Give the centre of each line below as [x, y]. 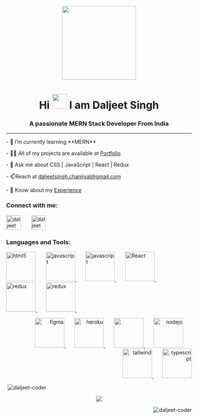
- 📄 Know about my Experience [44, 190]
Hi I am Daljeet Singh [99, 105]
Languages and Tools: [38, 242]
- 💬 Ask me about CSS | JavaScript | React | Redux [68, 165]
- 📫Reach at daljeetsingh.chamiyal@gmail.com [64, 177]
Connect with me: [32, 206]
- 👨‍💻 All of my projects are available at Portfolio [63, 153]
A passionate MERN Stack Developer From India [99, 124]
